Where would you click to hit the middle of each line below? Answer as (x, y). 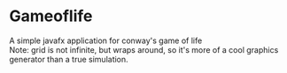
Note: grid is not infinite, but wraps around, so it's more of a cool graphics (144, 49)
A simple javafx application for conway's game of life (106, 40)
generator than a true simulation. (69, 59)
